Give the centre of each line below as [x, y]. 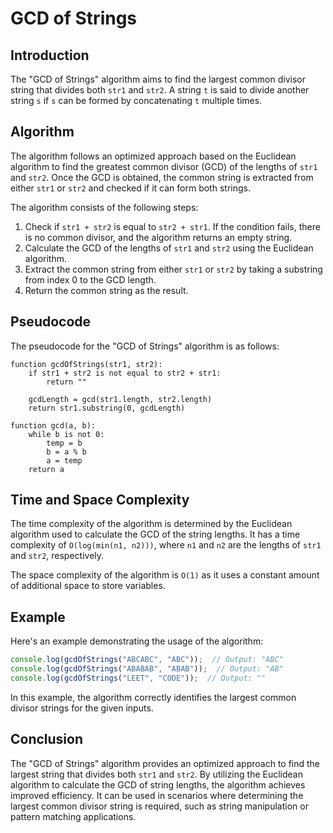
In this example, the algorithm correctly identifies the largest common [153, 697]
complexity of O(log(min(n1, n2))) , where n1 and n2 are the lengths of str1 [166, 545]
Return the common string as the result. [106, 290]
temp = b [64, 443]
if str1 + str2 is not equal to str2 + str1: [125, 373]
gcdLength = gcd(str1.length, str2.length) [120, 399]
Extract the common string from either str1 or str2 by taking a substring [173, 269]
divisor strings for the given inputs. [82, 708]
